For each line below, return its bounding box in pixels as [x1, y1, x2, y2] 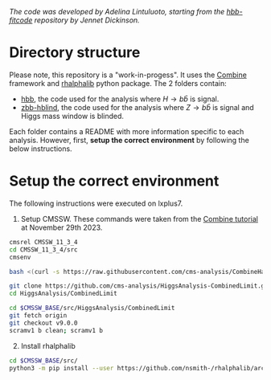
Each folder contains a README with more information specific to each [9, 126, 244, 136]
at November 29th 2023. [20, 223, 103, 232]
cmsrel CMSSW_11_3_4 [9, 238, 79, 246]
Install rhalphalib [20, 341, 76, 350]
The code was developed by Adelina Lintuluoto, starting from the [9, 7, 225, 16]
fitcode [9, 15, 33, 25]
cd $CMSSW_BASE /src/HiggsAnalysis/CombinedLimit [9, 304, 175, 313]
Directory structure [9, 43, 141, 62]
